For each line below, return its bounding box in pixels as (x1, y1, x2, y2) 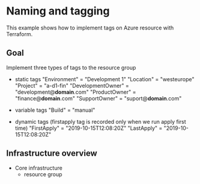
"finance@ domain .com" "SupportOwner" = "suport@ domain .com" (14, 94, 182, 102)
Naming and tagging (6, 4, 110, 18)
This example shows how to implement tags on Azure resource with (6, 24, 174, 31)
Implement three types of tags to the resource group (6, 64, 136, 71)
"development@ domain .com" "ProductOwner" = (14, 88, 136, 96)
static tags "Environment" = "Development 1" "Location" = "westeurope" (14, 75, 195, 82)
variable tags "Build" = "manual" (14, 106, 95, 114)
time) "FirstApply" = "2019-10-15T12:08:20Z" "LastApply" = (14, 124, 163, 132)
